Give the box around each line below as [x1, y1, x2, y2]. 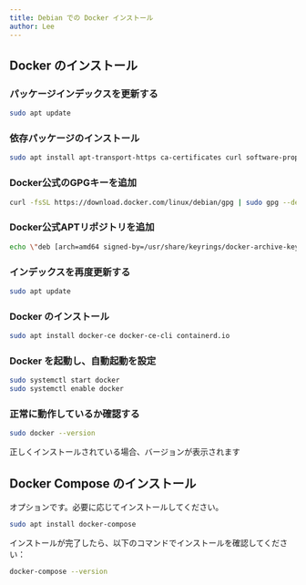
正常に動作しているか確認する [9, 407, 140, 420]
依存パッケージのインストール [9, 131, 140, 144]
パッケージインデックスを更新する [9, 87, 158, 100]
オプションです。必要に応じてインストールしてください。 [9, 501, 224, 512]
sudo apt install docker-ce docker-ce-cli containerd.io [9, 332, 230, 341]
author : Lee [9, 22, 55, 31]
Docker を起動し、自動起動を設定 [9, 354, 157, 367]
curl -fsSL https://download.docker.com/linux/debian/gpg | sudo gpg [9, 198, 280, 207]
